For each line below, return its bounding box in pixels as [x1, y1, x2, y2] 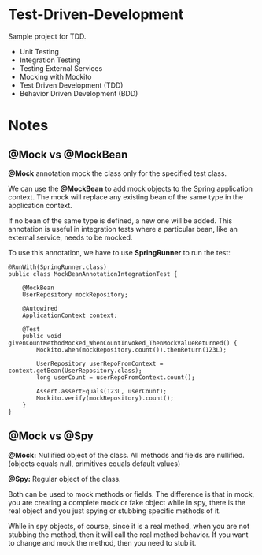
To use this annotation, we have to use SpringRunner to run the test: [8, 248, 231, 257]
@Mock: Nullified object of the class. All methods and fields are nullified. [8, 450, 245, 460]
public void [22, 332, 61, 340]
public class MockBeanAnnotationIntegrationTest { [8, 270, 178, 277]
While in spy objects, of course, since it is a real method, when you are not [8, 521, 250, 531]
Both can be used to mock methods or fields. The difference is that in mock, [8, 489, 255, 498]
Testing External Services [19, 63, 103, 73]
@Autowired [22, 304, 58, 312]
